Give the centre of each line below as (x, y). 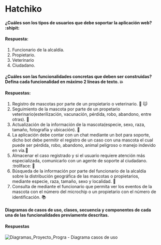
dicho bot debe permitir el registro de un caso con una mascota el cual (82, 140)
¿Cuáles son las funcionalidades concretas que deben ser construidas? (79, 76)
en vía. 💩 (20, 150)
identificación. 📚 (29, 197)
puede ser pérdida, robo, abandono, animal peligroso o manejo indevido (84, 145)
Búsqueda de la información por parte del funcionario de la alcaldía (79, 171)
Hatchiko (23, 9)
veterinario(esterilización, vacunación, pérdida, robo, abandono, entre (81, 114)
